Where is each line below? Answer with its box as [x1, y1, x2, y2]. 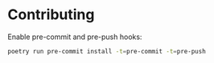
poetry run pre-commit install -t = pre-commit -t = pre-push [7, 47, 206, 55]
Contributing [7, 6, 95, 24]
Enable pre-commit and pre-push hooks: [7, 32, 142, 41]
